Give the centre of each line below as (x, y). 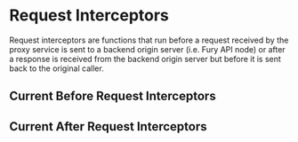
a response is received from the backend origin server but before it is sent (145, 59)
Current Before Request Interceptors (113, 96)
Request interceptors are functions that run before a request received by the (149, 40)
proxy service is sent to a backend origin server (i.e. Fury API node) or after (148, 49)
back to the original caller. (56, 68)
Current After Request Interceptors (108, 126)
